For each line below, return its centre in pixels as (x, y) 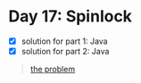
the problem (53, 70)
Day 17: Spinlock (70, 17)
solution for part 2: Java (65, 51)
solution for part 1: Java (64, 41)
